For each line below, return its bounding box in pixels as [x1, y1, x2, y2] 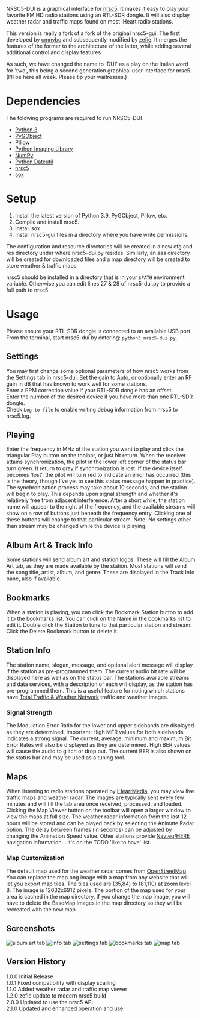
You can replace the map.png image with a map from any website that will [6, 874, 189, 881]
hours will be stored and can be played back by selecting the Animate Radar [6, 819, 194, 826]
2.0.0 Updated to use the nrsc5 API [6, 998, 93, 1005]
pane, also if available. [6, 575, 62, 582]
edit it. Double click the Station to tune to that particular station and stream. [6, 621, 192, 629]
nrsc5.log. [6, 412, 31, 419]
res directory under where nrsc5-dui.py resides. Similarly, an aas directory [6, 249, 190, 256]
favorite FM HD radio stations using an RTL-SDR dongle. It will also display [6, 11, 190, 19]
